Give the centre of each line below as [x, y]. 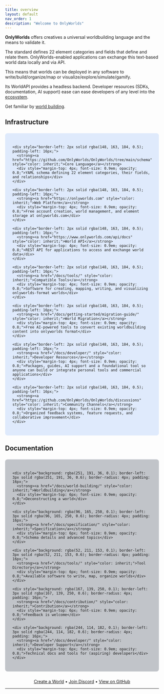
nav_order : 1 [18, 19]
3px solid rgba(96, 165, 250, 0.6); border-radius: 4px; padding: [81, 516]
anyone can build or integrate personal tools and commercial [77, 370]
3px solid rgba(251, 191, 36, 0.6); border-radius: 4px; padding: [81, 478]
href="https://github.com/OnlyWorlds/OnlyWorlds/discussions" [77, 400]
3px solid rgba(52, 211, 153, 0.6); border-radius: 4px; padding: [81, 555]
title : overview [21, 10]
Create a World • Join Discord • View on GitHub [82, 682]
